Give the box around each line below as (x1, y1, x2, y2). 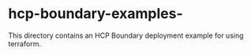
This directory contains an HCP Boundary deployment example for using (8, 31, 244, 40)
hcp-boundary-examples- (8, 5, 183, 23)
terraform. (8, 38, 42, 48)
